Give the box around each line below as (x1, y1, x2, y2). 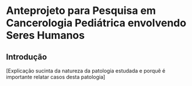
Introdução (6, 52, 47, 62)
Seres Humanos (6, 29, 85, 42)
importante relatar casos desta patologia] (6, 74, 106, 80)
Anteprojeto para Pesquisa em (6, 4, 156, 17)
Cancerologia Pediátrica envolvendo (6, 16, 187, 30)
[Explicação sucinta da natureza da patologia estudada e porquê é (6, 67, 166, 74)
